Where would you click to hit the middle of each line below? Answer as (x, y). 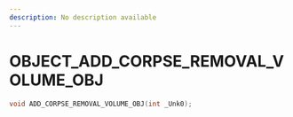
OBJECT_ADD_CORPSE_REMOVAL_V (146, 61)
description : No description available (83, 17)
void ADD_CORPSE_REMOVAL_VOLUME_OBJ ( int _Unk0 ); (101, 104)
